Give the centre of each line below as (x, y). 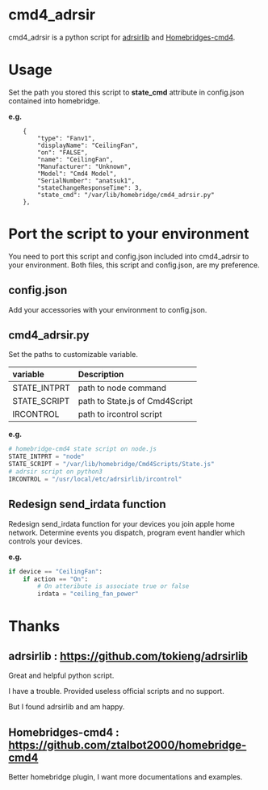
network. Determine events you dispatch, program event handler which (127, 532)
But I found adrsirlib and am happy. (67, 707)
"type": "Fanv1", (66, 138)
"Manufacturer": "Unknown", (84, 166)
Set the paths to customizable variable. (73, 355)
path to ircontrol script (120, 414)
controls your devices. (46, 541)
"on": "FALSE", (63, 152)
